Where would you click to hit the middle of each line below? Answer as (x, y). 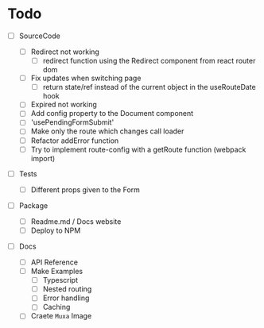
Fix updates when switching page (86, 78)
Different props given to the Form (85, 189)
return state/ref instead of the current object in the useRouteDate (149, 87)
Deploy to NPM (56, 230)
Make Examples (57, 272)
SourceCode (39, 36)
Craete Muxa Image (61, 316)
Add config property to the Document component (112, 114)
